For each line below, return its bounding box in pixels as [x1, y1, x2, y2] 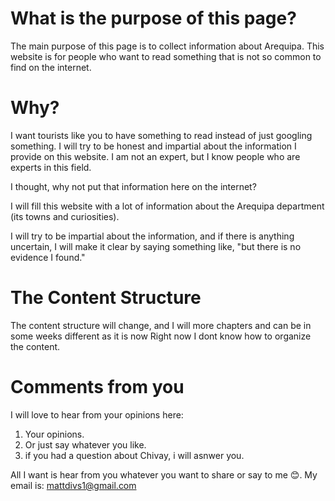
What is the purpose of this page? [10, 7, 297, 30]
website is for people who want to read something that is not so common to [10, 50, 322, 62]
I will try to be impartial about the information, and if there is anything [10, 230, 295, 242]
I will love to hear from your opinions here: [10, 408, 184, 421]
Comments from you [10, 376, 185, 398]
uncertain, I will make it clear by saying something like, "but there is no [10, 240, 302, 252]
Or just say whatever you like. [24, 438, 147, 451]
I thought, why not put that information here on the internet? [10, 180, 257, 192]
